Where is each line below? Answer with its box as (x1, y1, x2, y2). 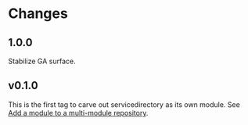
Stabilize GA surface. (8, 56, 76, 66)
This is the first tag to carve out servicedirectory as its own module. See (8, 99, 240, 109)
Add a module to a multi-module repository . (8, 108, 149, 117)
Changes (8, 5, 68, 23)
